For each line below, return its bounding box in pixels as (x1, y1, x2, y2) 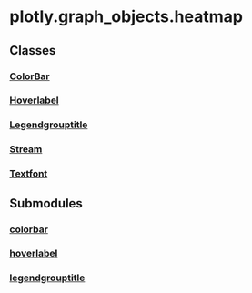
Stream (9, 143, 43, 156)
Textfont (9, 167, 48, 180)
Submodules (9, 196, 84, 211)
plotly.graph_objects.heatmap (9, 6, 244, 27)
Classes (9, 43, 56, 58)
